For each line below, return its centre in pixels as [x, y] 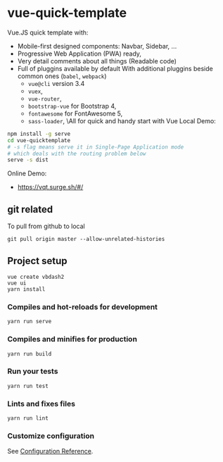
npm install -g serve [39, 134]
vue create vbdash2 [36, 277]
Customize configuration [51, 436]
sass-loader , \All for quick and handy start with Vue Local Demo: [122, 120]
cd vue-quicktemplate [39, 140]
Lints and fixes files [42, 404]
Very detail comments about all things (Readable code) [97, 61]
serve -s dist [28, 160]
